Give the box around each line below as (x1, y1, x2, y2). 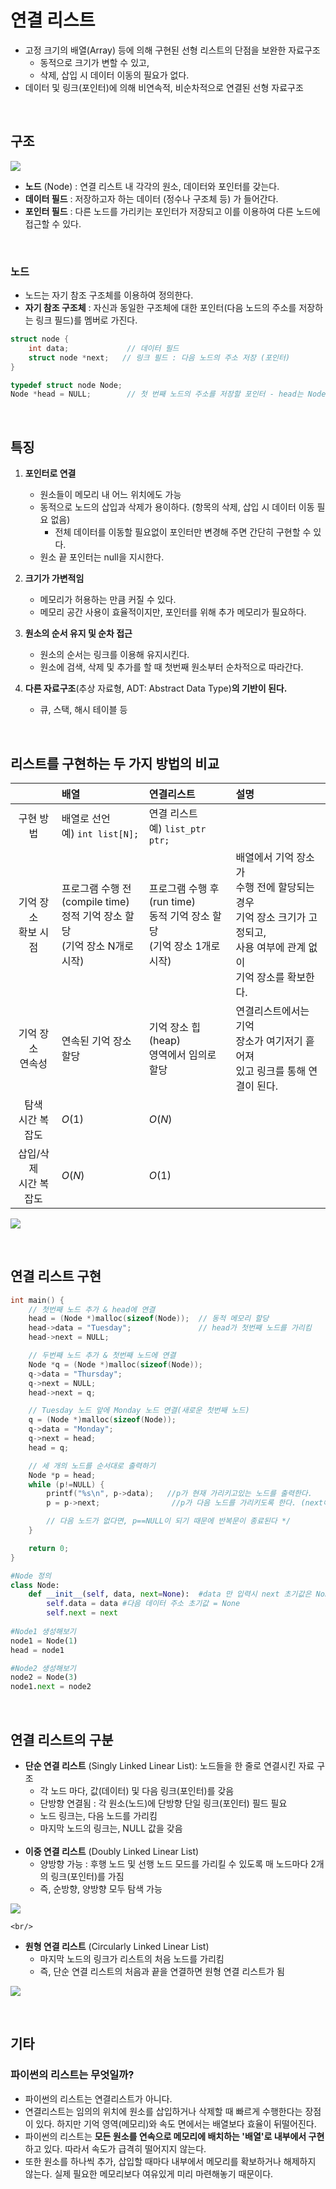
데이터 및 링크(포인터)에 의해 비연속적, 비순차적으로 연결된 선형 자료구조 (24, 81, 304, 93)
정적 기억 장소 (61, 909, 123, 923)
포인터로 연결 (24, 467, 77, 480)
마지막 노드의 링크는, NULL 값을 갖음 (39, 1822, 183, 1835)
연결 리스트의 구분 (10, 1731, 114, 1748)
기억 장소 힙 (148, 1020, 201, 1034)
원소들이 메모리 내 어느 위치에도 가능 (39, 489, 182, 501)
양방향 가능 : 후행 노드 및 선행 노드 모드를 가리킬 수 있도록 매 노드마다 (39, 1858, 309, 1870)
